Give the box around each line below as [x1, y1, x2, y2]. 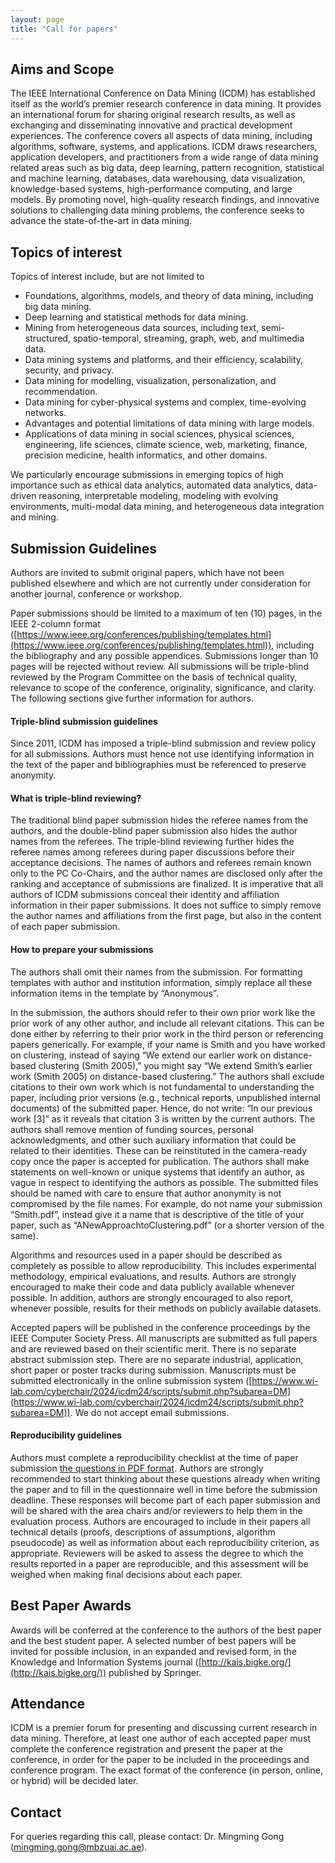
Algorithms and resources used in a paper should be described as [10, 1249, 283, 1261]
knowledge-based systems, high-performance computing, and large [10, 183, 293, 195]
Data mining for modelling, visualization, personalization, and [24, 375, 277, 387]
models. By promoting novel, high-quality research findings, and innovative [10, 194, 320, 206]
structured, [24, 332, 71, 345]
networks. [24, 407, 67, 419]
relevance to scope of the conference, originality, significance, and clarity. [10, 681, 317, 693]
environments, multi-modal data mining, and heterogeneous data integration [10, 501, 325, 513]
